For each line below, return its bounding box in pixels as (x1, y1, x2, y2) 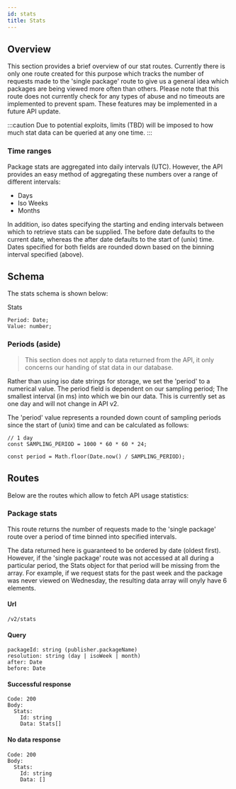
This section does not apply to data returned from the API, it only (24, 355, 215, 364)
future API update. (7, 107, 61, 116)
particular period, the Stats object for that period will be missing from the (7, 561, 220, 569)
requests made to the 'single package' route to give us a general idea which (7, 77, 229, 86)
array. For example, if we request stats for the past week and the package (7, 569, 223, 577)
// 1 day (7, 434, 33, 442)
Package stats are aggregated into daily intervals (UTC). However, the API (7, 162, 223, 171)
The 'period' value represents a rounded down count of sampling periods (7, 413, 222, 422)
